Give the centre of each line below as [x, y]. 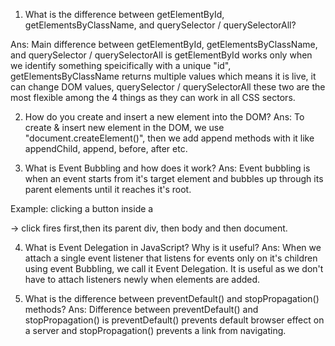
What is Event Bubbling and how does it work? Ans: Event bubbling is [167, 168]
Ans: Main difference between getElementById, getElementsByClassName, [164, 44]
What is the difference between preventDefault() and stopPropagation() [172, 298]
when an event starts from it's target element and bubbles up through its [174, 178]
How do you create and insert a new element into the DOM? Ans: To [164, 117]
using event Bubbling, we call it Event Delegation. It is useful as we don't [174, 268]
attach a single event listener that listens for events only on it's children [171, 258]
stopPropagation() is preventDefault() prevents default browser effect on [174, 320]
